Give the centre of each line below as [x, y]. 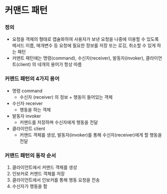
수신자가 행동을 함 [30, 186]
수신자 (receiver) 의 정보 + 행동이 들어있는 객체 [66, 97]
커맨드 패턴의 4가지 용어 [32, 79]
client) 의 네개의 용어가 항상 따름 [50, 64]
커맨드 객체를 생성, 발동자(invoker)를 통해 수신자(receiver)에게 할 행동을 [91, 135]
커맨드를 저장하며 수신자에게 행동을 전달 [59, 122]
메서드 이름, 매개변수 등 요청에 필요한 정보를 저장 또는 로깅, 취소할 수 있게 [84, 45]
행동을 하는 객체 [35, 109]
